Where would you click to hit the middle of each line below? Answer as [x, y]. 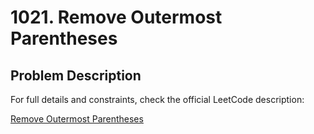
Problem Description [76, 75]
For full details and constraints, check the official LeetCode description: [157, 99]
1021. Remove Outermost [116, 17]
